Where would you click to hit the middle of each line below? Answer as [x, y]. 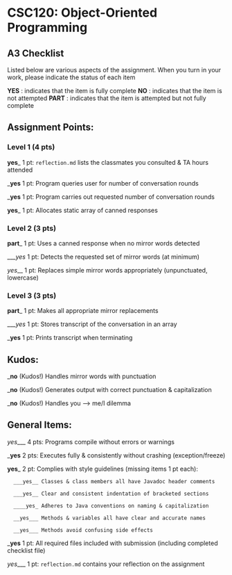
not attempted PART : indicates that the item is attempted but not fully [107, 98]
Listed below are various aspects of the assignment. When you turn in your [114, 70]
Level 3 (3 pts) [32, 295]
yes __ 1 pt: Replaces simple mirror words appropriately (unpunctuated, [107, 270]
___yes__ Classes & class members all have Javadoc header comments [114, 481]
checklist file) [26, 550]
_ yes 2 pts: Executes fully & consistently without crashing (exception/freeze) [116, 455]
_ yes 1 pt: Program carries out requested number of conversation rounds [111, 197]
